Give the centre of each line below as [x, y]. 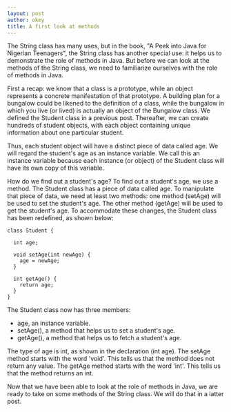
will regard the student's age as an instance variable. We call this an [103, 153]
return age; [37, 285]
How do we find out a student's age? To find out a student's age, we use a [113, 182]
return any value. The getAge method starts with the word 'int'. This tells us [114, 366]
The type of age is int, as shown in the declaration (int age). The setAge [109, 351]
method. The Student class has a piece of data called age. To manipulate [111, 189]
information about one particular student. [66, 133]
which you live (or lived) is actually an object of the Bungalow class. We [109, 110]
